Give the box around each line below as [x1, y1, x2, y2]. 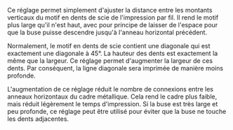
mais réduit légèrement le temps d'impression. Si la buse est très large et [7, 100, 218, 108]
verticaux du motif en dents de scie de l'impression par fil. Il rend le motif [7, 13, 219, 22]
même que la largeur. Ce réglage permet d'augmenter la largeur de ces [7, 57, 213, 65]
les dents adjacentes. [7, 115, 69, 123]
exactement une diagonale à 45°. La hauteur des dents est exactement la [7, 49, 218, 57]
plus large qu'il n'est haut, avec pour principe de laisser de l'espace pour [7, 21, 218, 29]
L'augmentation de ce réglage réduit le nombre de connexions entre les [7, 85, 214, 93]
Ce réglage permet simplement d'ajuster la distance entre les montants [7, 6, 213, 14]
